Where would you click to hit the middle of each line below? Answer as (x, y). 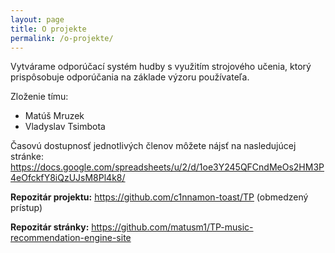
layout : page (37, 19)
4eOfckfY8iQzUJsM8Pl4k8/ (68, 178)
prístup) (26, 208)
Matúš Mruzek (54, 116)
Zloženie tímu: (39, 97)
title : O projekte (48, 29)
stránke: (27, 157)
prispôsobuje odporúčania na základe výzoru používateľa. (130, 77)
